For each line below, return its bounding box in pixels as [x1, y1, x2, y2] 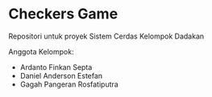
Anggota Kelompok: [8, 46, 74, 56]
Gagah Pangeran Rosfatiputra [19, 79, 118, 89]
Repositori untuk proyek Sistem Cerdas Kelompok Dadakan [8, 31, 205, 41]
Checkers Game [8, 5, 118, 23]
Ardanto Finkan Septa [19, 62, 93, 72]
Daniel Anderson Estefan [19, 71, 103, 80]
